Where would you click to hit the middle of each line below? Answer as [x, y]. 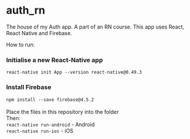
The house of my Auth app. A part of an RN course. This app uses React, [95, 27]
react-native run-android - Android [50, 124]
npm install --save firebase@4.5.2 [50, 99]
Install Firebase [29, 87]
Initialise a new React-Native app [55, 60]
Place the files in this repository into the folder [62, 112]
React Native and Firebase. [39, 33]
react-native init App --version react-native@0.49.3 [74, 72]
